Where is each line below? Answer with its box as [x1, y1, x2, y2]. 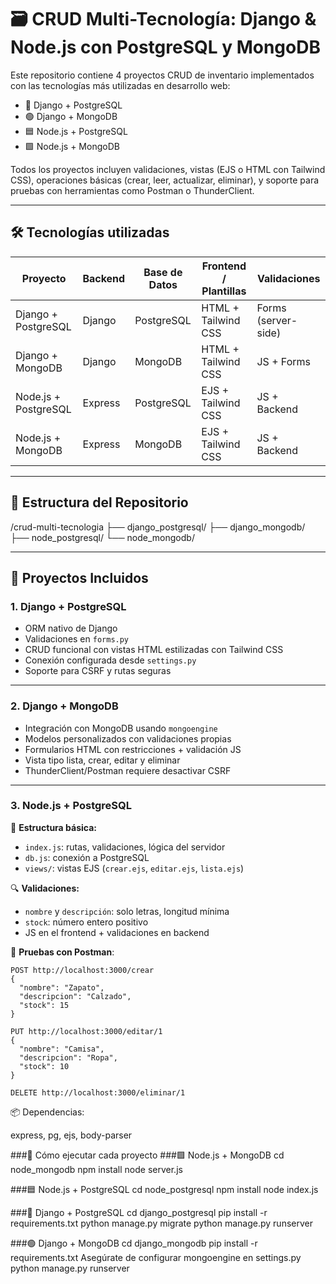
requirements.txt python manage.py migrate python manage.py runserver [10, 1217, 313, 1229]
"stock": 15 [19, 1000, 70, 1010]
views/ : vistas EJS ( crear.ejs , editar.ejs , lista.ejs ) [24, 862, 245, 874]
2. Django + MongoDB [10, 699, 119, 713]
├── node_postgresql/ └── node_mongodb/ [10, 531, 195, 543]
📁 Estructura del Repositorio [10, 494, 189, 511]
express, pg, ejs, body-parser [10, 1129, 133, 1141]
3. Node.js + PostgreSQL [10, 799, 133, 813]
